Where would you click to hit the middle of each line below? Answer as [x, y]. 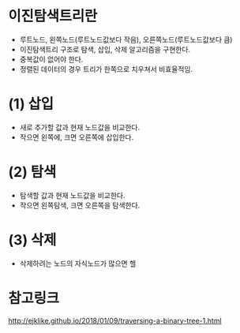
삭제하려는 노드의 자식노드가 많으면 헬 [78, 263]
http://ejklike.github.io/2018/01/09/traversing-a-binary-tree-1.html [115, 320]
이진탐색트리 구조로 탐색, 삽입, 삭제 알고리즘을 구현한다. [105, 49]
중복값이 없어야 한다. [51, 59]
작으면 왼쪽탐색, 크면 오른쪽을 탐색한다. [80, 205]
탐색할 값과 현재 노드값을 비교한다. [72, 195]
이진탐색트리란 [53, 16]
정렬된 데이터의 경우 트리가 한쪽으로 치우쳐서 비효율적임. [106, 69]
